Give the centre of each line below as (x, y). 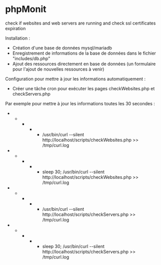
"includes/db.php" (31, 58)
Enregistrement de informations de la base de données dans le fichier (84, 53)
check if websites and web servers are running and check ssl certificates (80, 23)
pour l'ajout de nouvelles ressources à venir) (58, 69)
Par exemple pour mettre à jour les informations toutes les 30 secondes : (80, 103)
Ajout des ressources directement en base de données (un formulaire (84, 64)
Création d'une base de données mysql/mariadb (62, 48)
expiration (15, 28)
